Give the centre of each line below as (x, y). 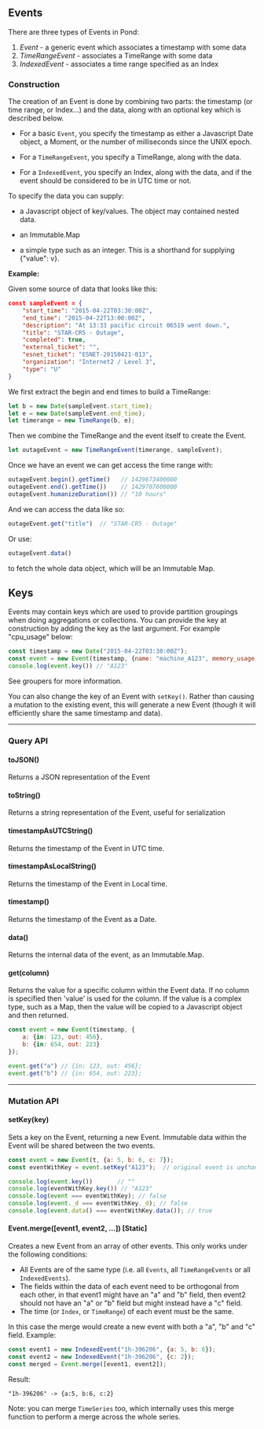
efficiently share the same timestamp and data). (86, 713)
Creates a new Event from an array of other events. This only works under (128, 1246)
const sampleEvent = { (45, 304)
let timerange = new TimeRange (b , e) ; (71, 420)
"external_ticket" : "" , (61, 347)
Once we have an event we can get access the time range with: (111, 465)
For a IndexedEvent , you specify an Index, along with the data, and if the (136, 172)
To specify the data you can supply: (66, 196)
